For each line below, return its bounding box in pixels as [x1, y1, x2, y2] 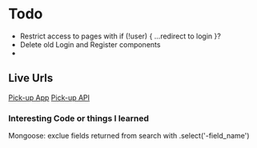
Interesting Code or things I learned [8, 113, 150, 124]
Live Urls [8, 71, 54, 85]
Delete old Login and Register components [19, 39, 161, 49]
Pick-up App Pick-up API [8, 93, 90, 102]
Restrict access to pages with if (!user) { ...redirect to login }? [19, 31, 222, 41]
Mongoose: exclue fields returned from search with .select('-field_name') [8, 131, 250, 141]
